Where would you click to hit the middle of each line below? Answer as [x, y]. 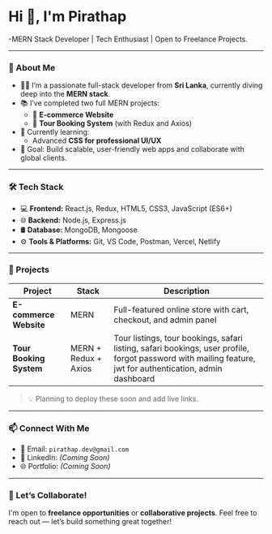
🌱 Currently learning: [55, 132]
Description [187, 291]
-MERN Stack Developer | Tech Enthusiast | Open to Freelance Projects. [128, 39]
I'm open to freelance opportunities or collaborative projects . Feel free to [133, 513]
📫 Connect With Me [49, 428]
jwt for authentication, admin [168, 368]
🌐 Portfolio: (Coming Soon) [65, 467]
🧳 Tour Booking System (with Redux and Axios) [112, 123]
